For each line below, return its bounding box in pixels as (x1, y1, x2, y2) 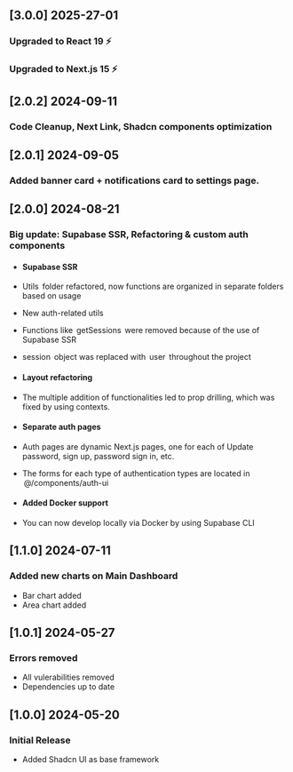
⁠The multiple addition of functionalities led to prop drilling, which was (21, 392, 275, 402)
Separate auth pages (21, 422, 101, 433)
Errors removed (9, 651, 78, 664)
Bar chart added (21, 590, 82, 601)
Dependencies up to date (21, 681, 115, 692)
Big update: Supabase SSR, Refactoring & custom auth (9, 228, 249, 241)
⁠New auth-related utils (21, 307, 104, 319)
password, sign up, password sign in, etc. (21, 450, 175, 461)
